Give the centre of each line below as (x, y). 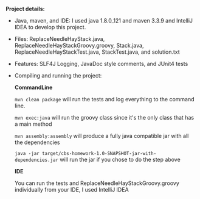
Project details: (25, 9)
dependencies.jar (36, 160)
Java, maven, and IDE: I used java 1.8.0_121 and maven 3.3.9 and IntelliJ (103, 20)
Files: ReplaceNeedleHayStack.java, (60, 39)
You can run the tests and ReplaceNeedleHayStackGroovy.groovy (97, 183)
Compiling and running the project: (58, 75)
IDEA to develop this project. (50, 27)
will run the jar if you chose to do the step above (120, 159)
